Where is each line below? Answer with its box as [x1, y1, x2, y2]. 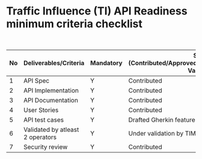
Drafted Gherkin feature [128, 116, 195, 124]
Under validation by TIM [128, 129, 197, 137]
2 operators [23, 132, 57, 141]
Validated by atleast [23, 125, 79, 134]
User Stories [23, 105, 59, 114]
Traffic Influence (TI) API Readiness [6, 4, 188, 18]
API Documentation [23, 96, 78, 104]
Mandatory [90, 58, 123, 67]
